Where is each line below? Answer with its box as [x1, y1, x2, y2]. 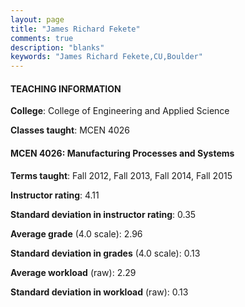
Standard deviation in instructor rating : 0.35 [10, 208, 197, 220]
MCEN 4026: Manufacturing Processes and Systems [10, 147, 235, 159]
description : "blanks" [10, 42, 105, 53]
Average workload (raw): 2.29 [10, 266, 137, 278]
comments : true [10, 33, 74, 43]
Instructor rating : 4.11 [10, 189, 100, 201]
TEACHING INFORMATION [10, 82, 122, 95]
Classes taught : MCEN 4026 [10, 124, 131, 136]
